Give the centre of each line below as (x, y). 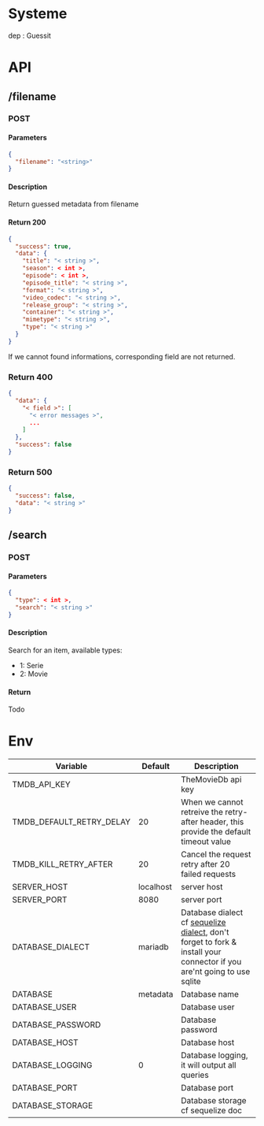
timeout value (206, 842)
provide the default (216, 832)
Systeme (38, 14)
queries (195, 1075)
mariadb (153, 947)
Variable (71, 767)
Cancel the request (216, 854)
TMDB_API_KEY (41, 785)
